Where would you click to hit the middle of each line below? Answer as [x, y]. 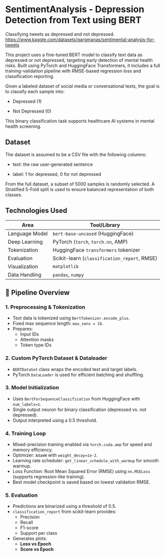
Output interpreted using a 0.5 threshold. [55, 420]
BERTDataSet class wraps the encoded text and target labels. [75, 369]
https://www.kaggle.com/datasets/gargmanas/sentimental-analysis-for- [80, 40]
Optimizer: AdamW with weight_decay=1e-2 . [55, 455]
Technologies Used [36, 211]
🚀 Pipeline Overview [37, 292]
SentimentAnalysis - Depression [75, 9]
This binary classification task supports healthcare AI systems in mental [80, 121]
